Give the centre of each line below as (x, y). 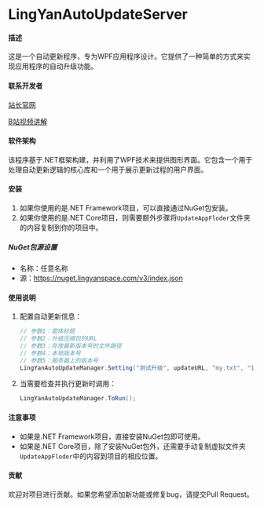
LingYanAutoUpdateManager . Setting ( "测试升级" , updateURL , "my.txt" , (132, 368)
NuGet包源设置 (33, 247)
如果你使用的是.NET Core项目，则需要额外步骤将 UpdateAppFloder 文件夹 (135, 218)
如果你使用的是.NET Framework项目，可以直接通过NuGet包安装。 (126, 208)
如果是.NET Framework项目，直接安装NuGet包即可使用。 (112, 436)
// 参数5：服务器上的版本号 (59, 360)
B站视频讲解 (28, 121)
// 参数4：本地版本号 (50, 353)
